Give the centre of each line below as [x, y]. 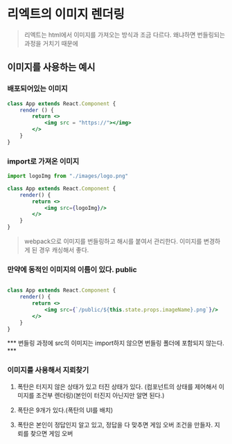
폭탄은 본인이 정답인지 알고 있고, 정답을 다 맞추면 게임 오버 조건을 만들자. [115, 425]
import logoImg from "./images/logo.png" [68, 176]
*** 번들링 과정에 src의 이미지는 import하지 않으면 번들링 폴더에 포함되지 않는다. [116, 343]
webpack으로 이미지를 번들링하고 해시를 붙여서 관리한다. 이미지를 [113, 241]
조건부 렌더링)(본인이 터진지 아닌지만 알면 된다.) [100, 395]
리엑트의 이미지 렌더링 [66, 14]
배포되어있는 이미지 [37, 89]
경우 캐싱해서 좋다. [64, 250]
